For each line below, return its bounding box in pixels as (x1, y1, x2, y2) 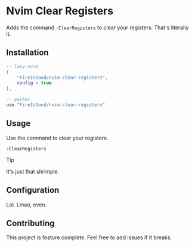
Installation (6, 48, 49, 58)
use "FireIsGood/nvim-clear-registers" (6, 102, 106, 108)
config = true (17, 80, 52, 86)
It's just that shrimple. (6, 168, 60, 175)
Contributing (6, 218, 55, 228)
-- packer (6, 97, 31, 103)
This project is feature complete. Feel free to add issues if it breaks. (6, 234, 172, 241)
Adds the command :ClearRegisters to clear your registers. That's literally (6, 24, 189, 31)
